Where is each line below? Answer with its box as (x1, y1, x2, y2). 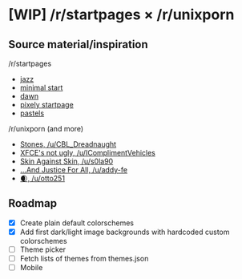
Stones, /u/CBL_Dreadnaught (19, 139, 117, 149)
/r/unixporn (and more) (8, 124, 84, 133)
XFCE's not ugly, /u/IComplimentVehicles (19, 148, 156, 157)
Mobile (19, 263, 43, 273)
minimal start (19, 83, 63, 92)
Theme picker (19, 245, 67, 254)
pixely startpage (19, 100, 74, 109)
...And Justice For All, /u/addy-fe (19, 165, 128, 174)
